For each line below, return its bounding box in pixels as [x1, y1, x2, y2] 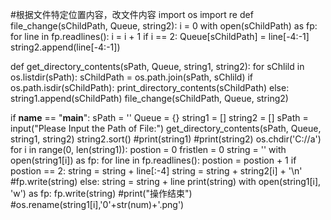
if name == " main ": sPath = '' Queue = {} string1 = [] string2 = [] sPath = [10, 112, 309, 123]
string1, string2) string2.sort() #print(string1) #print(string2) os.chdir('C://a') [10, 133, 322, 145]
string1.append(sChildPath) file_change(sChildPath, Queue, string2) [10, 93, 289, 104]
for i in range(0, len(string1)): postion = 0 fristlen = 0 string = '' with [10, 144, 287, 155]
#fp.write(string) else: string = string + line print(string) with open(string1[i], [10, 176, 322, 187]
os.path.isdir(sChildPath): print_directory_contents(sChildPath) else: [10, 82, 290, 93]
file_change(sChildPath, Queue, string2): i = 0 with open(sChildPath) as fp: [10, 20, 318, 32]
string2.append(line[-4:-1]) [10, 41, 121, 53]
